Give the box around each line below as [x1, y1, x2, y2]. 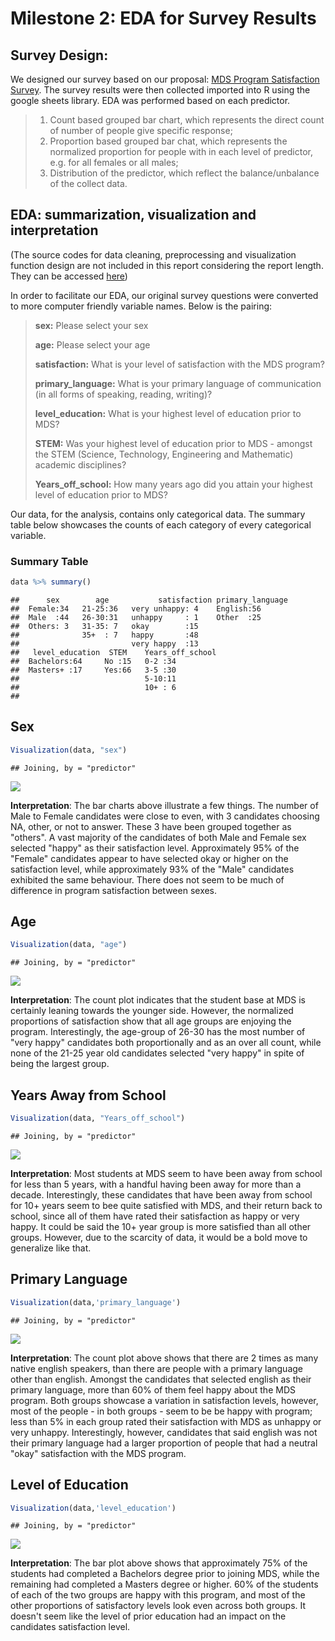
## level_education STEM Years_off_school [10, 647, 217, 657]
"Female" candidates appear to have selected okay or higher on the [10, 852, 289, 864]
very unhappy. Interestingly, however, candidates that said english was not [10, 1426, 318, 1438]
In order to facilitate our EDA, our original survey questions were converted [10, 289, 319, 301]
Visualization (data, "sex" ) [10, 745, 128, 755]
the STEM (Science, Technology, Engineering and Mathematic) [34, 448, 294, 460]
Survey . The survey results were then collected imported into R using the [10, 84, 311, 96]
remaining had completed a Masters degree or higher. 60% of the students [10, 1578, 319, 1591]
